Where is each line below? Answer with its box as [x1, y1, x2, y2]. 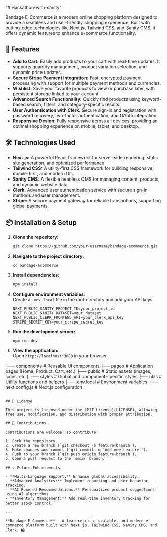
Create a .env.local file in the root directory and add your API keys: [12, 297, 154, 303]
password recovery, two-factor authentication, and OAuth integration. [12, 112, 158, 118]
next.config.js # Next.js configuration [5, 384, 82, 390]
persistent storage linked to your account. [12, 91, 100, 97]
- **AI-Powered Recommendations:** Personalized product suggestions [5, 487, 155, 492]
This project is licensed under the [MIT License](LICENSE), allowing [5, 407, 157, 412]
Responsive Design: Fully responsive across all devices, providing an [12, 118, 158, 124]
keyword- [141, 96, 162, 102]
